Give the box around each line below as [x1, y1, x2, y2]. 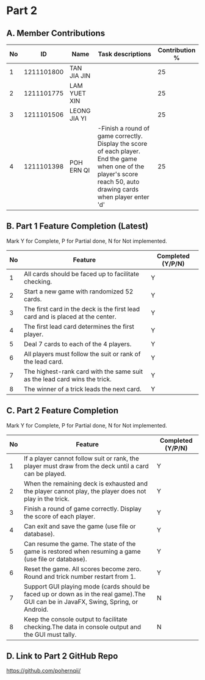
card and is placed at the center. [24, 312, 117, 321]
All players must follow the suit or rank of [24, 349, 141, 358]
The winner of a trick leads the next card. [24, 385, 142, 393]
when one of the [97, 162, 145, 171]
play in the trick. [24, 495, 70, 503]
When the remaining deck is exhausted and [24, 479, 148, 488]
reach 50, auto [97, 177, 140, 186]
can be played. [24, 469, 66, 478]
